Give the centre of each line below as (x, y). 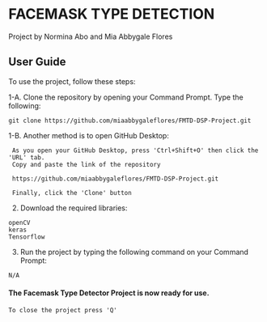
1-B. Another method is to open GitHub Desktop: (89, 135)
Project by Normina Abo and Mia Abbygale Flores (91, 36)
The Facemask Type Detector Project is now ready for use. (109, 293)
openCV (19, 222)
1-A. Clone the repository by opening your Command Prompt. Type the (126, 97)
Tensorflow (27, 237)
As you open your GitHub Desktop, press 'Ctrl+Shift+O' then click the (135, 150)
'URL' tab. (27, 157)
